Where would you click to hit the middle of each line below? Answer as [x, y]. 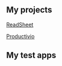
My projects [29, 10]
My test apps [31, 55]
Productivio [20, 36]
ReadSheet [20, 24]
